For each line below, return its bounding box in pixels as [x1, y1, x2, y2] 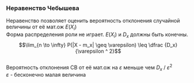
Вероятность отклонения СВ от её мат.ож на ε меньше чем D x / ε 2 [6, 63, 172, 72]
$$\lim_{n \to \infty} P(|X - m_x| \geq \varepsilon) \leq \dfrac [18, 41, 164, 48]
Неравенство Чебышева [6, 4, 79, 12]
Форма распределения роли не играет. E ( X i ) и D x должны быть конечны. [6, 31, 189, 39]
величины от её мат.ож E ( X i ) [6, 23, 77, 32]
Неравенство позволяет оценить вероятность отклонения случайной [6, 17, 180, 24]
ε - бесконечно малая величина [6, 71, 86, 78]
